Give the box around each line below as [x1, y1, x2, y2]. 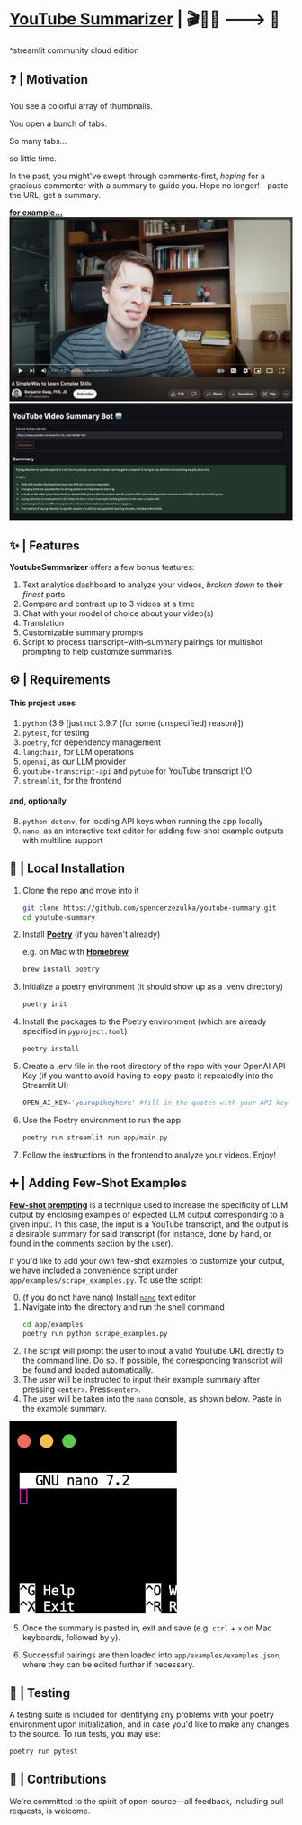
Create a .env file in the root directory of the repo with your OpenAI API [22, 1061, 286, 1072]
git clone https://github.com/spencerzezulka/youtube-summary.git [22, 903, 277, 912]
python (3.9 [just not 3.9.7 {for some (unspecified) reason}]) [22, 717, 244, 728]
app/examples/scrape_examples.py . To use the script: [9, 1274, 204, 1285]
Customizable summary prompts [22, 627, 144, 638]
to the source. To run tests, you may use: [9, 1729, 161, 1739]
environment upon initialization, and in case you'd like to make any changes [9, 1719, 289, 1730]
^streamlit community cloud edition [9, 44, 139, 56]
